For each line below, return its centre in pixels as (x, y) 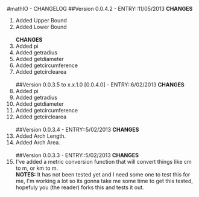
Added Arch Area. (38, 142)
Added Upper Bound (41, 20)
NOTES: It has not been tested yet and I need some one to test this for (103, 174)
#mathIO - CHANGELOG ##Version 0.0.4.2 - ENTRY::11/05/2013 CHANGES (100, 9)
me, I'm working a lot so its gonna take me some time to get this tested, (104, 181)
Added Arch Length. (41, 136)
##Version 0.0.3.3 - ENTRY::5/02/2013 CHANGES (77, 155)
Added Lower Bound (41, 27)
